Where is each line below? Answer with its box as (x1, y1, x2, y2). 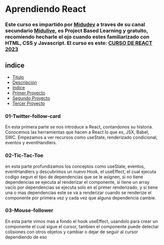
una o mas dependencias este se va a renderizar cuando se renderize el (5, 189, 152, 196)
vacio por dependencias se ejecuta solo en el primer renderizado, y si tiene (5, 184, 158, 190)
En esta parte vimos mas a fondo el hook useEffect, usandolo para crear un (5, 218, 158, 224)
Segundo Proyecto (12, 95, 50, 101)
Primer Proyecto (12, 90, 45, 96)
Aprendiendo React (5, 3, 86, 15)
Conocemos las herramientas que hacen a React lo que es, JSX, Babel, (5, 129, 149, 135)
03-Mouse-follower (5, 207, 54, 214)
